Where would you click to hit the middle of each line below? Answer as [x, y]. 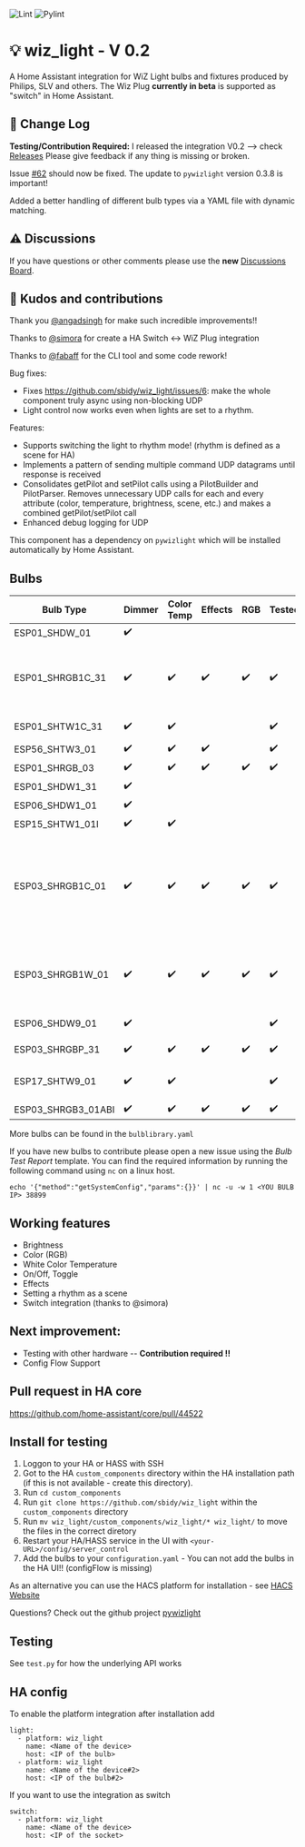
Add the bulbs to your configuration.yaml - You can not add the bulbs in [158, 1558]
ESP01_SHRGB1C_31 [60, 678]
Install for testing [59, 1442]
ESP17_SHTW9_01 [55, 1082]
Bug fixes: [28, 373]
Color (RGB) [45, 1254]
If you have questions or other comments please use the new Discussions [148, 261]
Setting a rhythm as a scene [75, 1293]
